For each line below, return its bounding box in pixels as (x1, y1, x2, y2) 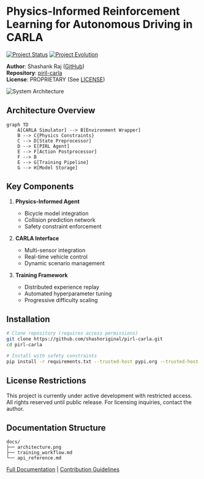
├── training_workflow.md (6, 450, 72, 456)
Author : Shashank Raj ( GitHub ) (6, 63, 85, 70)
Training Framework (15, 271, 69, 279)
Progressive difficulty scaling (24, 296, 98, 303)
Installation (6, 314, 50, 324)
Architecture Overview (6, 106, 96, 116)
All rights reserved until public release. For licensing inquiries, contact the (6, 398, 192, 406)
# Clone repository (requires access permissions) (6, 330, 138, 337)
